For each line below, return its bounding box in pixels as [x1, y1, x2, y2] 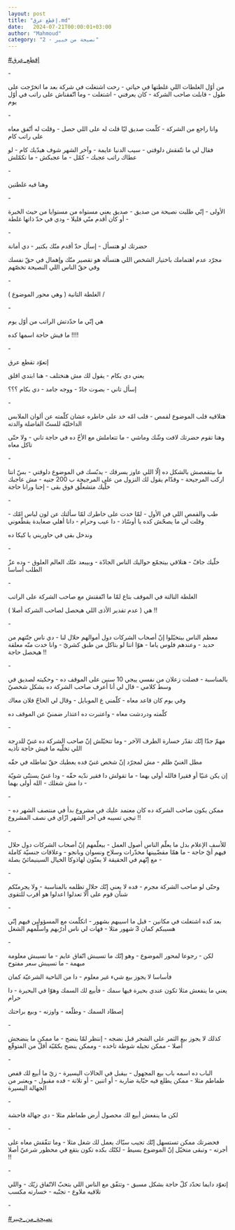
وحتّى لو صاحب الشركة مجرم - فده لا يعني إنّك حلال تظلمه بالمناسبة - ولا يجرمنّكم [8, 883, 220, 891]
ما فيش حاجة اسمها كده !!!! [8, 330, 79, 340]
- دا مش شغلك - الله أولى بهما [8, 778, 87, 788]
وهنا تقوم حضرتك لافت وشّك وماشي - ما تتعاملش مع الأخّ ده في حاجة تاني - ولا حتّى [8, 433, 225, 442]
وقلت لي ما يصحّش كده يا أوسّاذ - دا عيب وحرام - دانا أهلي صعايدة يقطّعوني [8, 517, 205, 526]
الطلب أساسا [8, 565, 43, 574]
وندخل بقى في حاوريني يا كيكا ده [8, 531, 93, 539]
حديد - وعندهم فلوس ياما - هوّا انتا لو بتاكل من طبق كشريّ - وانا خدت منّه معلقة [8, 641, 215, 649]
